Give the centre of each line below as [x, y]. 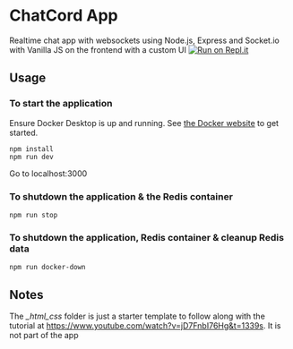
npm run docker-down [48, 268]
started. [24, 132]
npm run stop [34, 215]
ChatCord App [64, 16]
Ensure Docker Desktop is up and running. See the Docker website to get [144, 123]
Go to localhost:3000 [48, 173]
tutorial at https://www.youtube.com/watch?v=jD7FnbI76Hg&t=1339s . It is [145, 326]
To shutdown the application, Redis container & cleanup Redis [147, 237]
